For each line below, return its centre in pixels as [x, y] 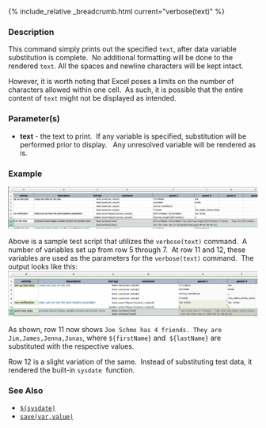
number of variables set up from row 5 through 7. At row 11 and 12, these [127, 250]
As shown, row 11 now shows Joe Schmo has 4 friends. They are [115, 329]
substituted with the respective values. [71, 346]
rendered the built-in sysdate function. [72, 370]
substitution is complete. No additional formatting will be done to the [121, 58]
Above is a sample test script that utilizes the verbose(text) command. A [128, 241]
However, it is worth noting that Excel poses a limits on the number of [121, 82]
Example [25, 174]
